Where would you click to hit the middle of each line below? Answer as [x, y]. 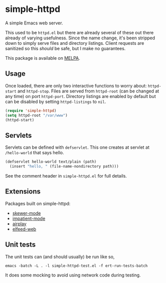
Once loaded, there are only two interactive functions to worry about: [76, 86]
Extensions [23, 192]
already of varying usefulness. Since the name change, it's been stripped [80, 38]
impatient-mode [29, 218]
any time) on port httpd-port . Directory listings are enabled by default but [81, 96]
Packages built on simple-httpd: [38, 203]
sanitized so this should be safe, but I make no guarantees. [65, 48]
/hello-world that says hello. [35, 153]
